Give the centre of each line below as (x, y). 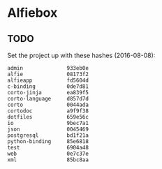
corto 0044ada (48, 105)
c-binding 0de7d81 (48, 87)
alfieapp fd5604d (48, 80)
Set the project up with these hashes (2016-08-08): (81, 55)
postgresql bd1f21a (48, 135)
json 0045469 (48, 129)
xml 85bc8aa (48, 160)
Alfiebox (32, 13)
